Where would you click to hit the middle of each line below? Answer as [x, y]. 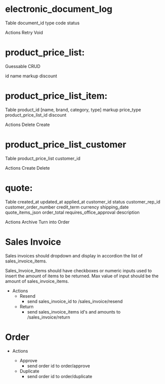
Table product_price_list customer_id [43, 158]
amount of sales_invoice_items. [37, 281]
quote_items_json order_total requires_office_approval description [72, 212]
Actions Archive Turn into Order [37, 222]
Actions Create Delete [28, 168]
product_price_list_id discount [36, 115]
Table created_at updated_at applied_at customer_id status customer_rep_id [83, 201]
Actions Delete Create [28, 125]
